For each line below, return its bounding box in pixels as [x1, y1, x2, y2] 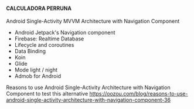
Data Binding [14, 47, 46, 55]
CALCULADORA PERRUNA [6, 5, 72, 12]
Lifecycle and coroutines [14, 42, 74, 49]
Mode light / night [14, 66, 57, 73]
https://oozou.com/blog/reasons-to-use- [89, 90, 188, 97]
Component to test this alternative [6, 90, 89, 97]
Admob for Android [14, 73, 62, 80]
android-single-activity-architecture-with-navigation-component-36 [6, 97, 171, 104]
